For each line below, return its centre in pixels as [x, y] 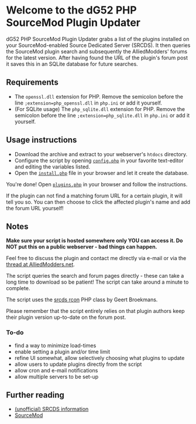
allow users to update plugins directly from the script [78, 364]
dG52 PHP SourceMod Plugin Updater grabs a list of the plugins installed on [98, 39]
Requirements [32, 83]
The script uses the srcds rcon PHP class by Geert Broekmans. [82, 300]
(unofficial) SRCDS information [51, 409]
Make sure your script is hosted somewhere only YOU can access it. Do [94, 241]
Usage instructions [42, 140]
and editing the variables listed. [52, 166]
